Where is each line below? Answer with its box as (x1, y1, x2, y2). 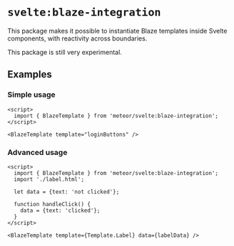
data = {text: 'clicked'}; (20, 207, 101, 214)
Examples (7, 68, 52, 80)
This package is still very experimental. (7, 48, 123, 56)
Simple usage (7, 90, 56, 100)
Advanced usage (7, 147, 68, 157)
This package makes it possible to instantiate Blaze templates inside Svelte (7, 26, 228, 35)
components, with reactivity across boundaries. (7, 34, 148, 43)
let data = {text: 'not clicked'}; (14, 188, 120, 196)
